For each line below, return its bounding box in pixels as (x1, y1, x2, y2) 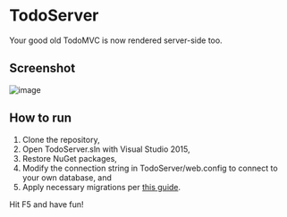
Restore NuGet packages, (21, 153, 118, 163)
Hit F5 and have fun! (9, 198, 84, 210)
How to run (9, 111, 72, 126)
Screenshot (9, 61, 76, 76)
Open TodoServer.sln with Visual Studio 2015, (21, 144, 190, 154)
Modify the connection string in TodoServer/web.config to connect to (21, 163, 279, 173)
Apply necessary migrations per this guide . (21, 181, 181, 192)
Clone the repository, (21, 134, 100, 145)
